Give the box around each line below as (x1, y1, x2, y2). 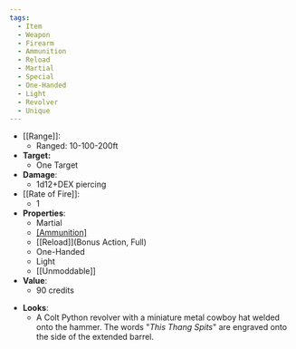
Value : (22, 276, 48, 286)
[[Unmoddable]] (35, 266, 97, 276)
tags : (9, 13, 30, 23)
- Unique (17, 106, 51, 115)
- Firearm (17, 38, 54, 48)
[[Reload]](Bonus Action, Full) (35, 237, 148, 247)
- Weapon (17, 30, 51, 39)
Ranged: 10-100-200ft (35, 141, 119, 151)
